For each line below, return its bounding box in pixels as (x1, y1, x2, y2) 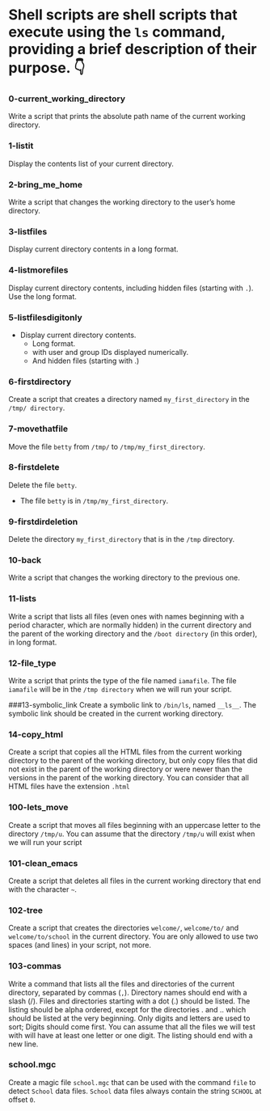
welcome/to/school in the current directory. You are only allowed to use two (8, 931, 259, 941)
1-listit (8, 140, 34, 151)
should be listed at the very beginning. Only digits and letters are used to (8, 1013, 251, 1023)
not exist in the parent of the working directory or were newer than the (8, 764, 243, 774)
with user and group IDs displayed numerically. (32, 347, 189, 357)
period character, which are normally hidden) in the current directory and (8, 620, 252, 630)
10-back (8, 555, 42, 566)
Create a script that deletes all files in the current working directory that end (8, 876, 261, 885)
